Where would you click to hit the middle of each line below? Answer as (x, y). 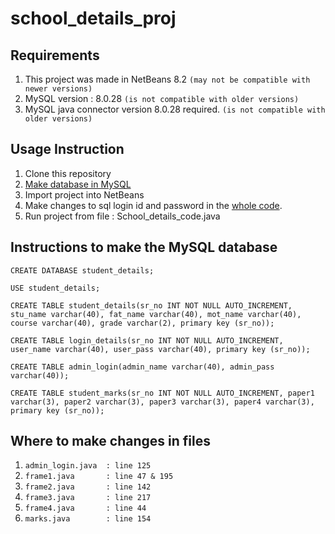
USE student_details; (55, 288)
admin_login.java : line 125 (88, 466)
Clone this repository (68, 173)
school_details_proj (93, 18)
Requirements (55, 55)
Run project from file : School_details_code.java (122, 216)
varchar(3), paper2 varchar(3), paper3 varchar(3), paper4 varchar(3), (162, 402)
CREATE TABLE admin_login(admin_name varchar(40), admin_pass (142, 367)
